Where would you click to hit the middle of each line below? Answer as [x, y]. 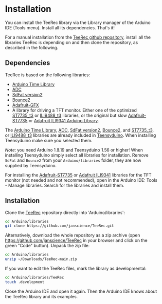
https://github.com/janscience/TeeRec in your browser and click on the [76, 240]
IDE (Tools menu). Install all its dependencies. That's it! [60, 27]
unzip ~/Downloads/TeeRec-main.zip [41, 259]
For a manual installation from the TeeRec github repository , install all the [78, 37]
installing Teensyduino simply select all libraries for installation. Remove [77, 155]
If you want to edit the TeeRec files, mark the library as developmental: [76, 269]
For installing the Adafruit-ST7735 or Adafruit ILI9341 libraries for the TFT [78, 175]
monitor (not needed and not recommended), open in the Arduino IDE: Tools [81, 180]
